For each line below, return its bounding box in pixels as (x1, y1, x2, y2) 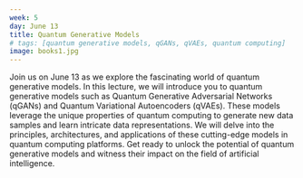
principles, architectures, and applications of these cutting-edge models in (9, 129, 288, 140)
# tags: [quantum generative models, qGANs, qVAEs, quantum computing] (9, 38, 286, 48)
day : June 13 (9, 22, 59, 31)
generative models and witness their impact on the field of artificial (9, 148, 259, 159)
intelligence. (9, 158, 55, 169)
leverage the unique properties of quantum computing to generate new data (9, 110, 294, 121)
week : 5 (9, 13, 39, 23)
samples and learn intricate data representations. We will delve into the (9, 119, 275, 131)
